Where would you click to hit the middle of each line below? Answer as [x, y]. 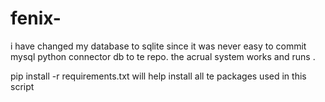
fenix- [36, 18]
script [22, 86]
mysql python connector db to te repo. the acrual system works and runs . [163, 56]
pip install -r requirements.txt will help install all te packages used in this [158, 76]
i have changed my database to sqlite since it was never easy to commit [158, 46]
